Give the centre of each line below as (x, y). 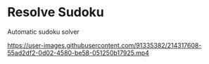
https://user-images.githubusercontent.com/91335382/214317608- (104, 45)
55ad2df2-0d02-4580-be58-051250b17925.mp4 (78, 53)
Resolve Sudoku (56, 12)
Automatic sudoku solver (43, 32)
